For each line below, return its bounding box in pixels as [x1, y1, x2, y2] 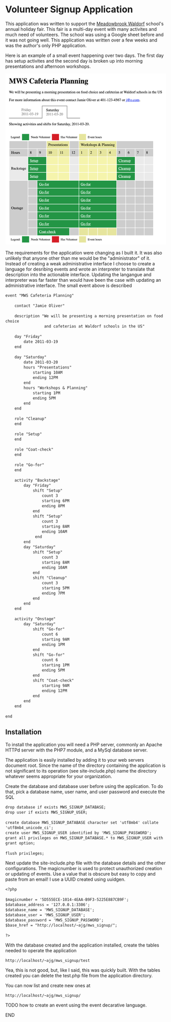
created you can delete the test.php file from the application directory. [5, 972, 153, 978]
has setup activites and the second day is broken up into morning [5, 57, 143, 64]
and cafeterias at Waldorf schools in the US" [44, 324, 145, 329]
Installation [5, 728, 42, 737]
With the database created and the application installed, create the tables [5, 942, 159, 948]
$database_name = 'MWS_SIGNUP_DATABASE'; [5, 907, 95, 912]
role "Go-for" [14, 462, 44, 468]
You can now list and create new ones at [5, 982, 91, 989]
